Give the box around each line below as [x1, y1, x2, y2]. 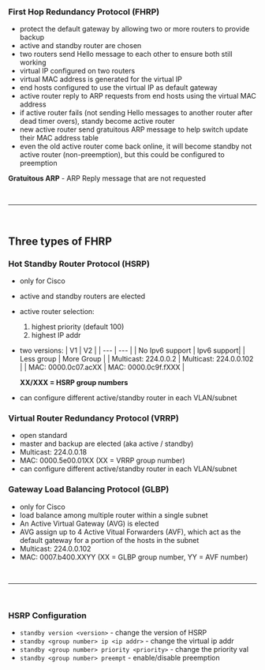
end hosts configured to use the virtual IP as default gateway [19, 83, 218, 92]
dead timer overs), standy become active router [19, 117, 175, 126]
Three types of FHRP [8, 234, 113, 248]
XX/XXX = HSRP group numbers [19, 377, 129, 387]
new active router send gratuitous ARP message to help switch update [19, 125, 248, 134]
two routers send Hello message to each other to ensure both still [19, 50, 233, 59]
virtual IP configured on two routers [19, 66, 136, 76]
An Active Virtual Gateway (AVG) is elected [19, 518, 159, 528]
